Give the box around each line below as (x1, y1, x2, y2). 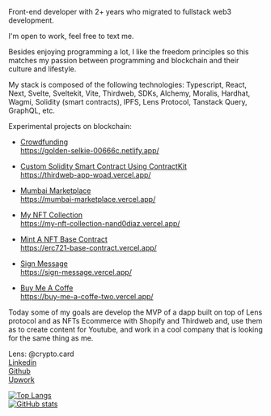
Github (8, 367, 31, 375)
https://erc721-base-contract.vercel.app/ (19, 243, 158, 252)
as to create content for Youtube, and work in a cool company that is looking (8, 324, 263, 334)
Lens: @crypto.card (8, 349, 74, 358)
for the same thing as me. (8, 333, 94, 343)
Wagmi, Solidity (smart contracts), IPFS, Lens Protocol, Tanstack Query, (8, 97, 248, 106)
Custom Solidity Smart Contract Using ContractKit (19, 161, 188, 171)
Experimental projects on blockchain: (8, 122, 132, 131)
